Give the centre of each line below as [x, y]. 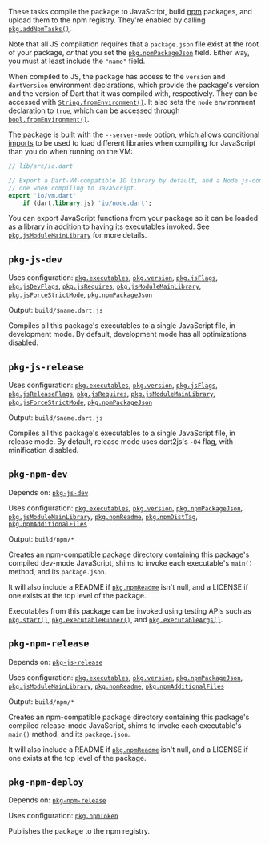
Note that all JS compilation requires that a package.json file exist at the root [134, 44]
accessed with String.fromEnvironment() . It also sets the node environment [132, 102]
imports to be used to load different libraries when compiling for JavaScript [132, 143]
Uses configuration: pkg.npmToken [63, 816]
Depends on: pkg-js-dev [48, 492]
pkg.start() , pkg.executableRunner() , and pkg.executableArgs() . [116, 619]
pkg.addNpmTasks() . [40, 28]
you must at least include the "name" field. [77, 61]
